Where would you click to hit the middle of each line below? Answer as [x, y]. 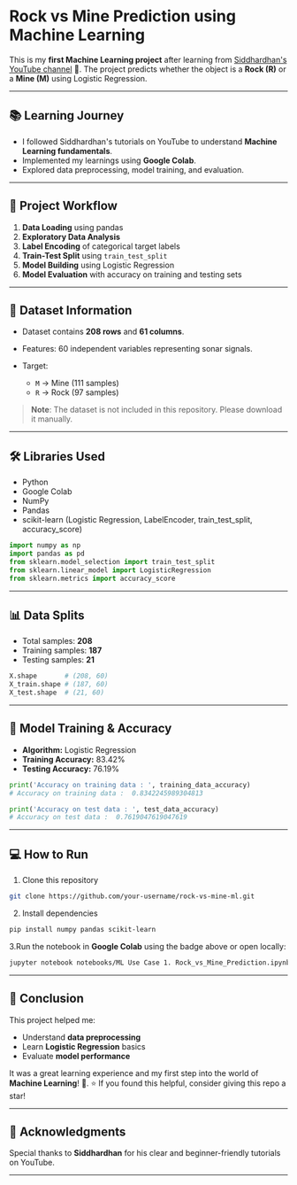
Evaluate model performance [76, 1056]
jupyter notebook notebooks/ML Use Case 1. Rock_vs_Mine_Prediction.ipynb [150, 963]
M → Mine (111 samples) [77, 383]
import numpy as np [45, 546]
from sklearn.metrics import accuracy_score [92, 578]
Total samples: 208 [57, 641]
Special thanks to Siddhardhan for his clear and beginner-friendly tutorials [145, 1153]
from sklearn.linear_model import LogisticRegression [110, 570]
